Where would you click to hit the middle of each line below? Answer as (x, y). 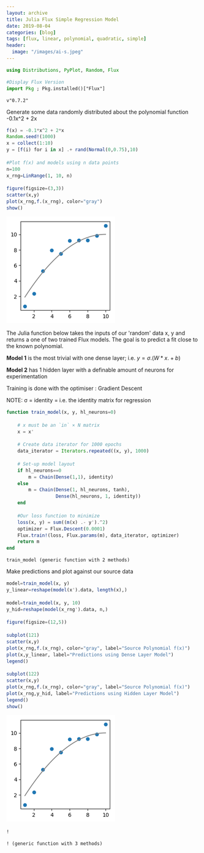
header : (16, 45)
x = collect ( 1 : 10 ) (30, 143)
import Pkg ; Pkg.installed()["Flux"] (56, 88)
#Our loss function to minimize (59, 516)
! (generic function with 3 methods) (55, 843)
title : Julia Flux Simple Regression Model (63, 19)
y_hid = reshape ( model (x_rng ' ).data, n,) (57, 609)
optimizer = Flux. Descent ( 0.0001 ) (61, 529)
